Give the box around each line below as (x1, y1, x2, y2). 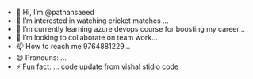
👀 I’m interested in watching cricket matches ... (15, 16, 169, 25)
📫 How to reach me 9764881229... (15, 42, 131, 51)
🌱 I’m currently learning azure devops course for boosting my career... (15, 24, 246, 33)
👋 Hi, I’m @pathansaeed (15, 8, 95, 17)
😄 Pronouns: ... (15, 53, 67, 62)
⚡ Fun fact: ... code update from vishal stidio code (15, 62, 179, 71)
